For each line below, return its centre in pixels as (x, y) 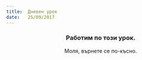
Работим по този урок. (101, 38)
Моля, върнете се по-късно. (101, 50)
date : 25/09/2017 (31, 17)
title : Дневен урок (32, 12)
